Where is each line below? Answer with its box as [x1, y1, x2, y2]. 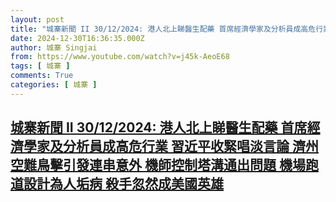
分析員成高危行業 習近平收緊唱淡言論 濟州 [62, 138, 319, 155]
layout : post [10, 14, 65, 25]
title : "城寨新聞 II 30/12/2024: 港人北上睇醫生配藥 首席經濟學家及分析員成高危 [10, 24, 317, 34]
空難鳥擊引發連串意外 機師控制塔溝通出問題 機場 [10, 157, 306, 174]
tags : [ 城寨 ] [10, 61, 71, 71]
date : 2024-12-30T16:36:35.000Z [10, 33, 145, 43]
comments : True [10, 71, 74, 81]
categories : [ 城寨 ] [10, 80, 98, 90]
